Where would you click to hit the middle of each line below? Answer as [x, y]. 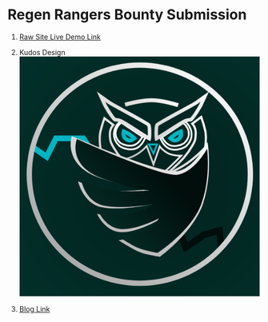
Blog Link [34, 309]
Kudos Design [42, 52]
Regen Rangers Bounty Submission [127, 15]
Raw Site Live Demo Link [60, 37]
